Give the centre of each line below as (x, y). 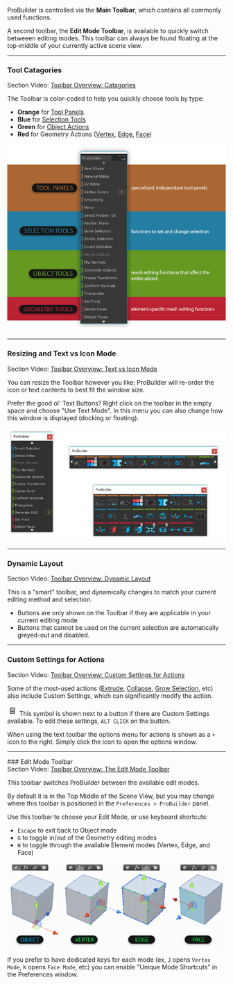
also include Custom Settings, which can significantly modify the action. (110, 695)
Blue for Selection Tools (52, 119)
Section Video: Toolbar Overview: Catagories (72, 85)
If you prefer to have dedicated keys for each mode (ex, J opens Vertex (109, 960)
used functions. (29, 17)
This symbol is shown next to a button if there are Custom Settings (114, 713)
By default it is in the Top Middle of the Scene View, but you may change (111, 796)
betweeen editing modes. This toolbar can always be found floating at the (113, 38)
